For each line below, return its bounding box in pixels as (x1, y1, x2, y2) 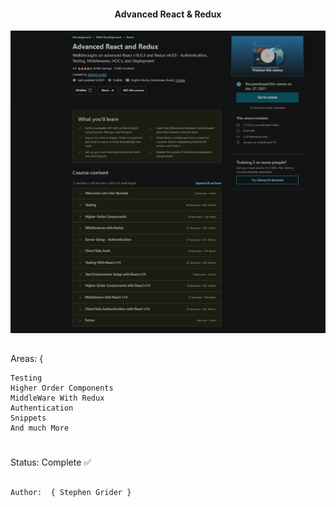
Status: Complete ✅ (10, 456, 92, 469)
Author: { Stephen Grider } (10, 487, 132, 497)
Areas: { (10, 353, 44, 365)
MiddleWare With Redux (10, 393, 105, 404)
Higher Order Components (10, 383, 114, 394)
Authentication (10, 403, 74, 414)
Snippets (10, 413, 47, 424)
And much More (10, 423, 70, 434)
